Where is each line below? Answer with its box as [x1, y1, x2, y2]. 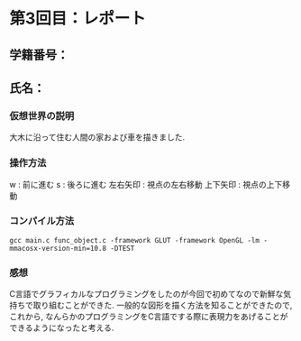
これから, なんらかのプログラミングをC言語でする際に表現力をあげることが [9, 311, 288, 322]
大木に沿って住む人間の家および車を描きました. [9, 132, 186, 143]
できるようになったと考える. [9, 322, 114, 334]
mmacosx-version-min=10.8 [9, 244, 106, 253]
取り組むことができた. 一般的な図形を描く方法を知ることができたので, [32, 300, 293, 311]
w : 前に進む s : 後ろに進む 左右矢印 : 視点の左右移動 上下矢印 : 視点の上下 [9, 179, 283, 189]
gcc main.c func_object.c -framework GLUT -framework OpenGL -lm [9, 235, 260, 244]
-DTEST [109, 244, 135, 253]
